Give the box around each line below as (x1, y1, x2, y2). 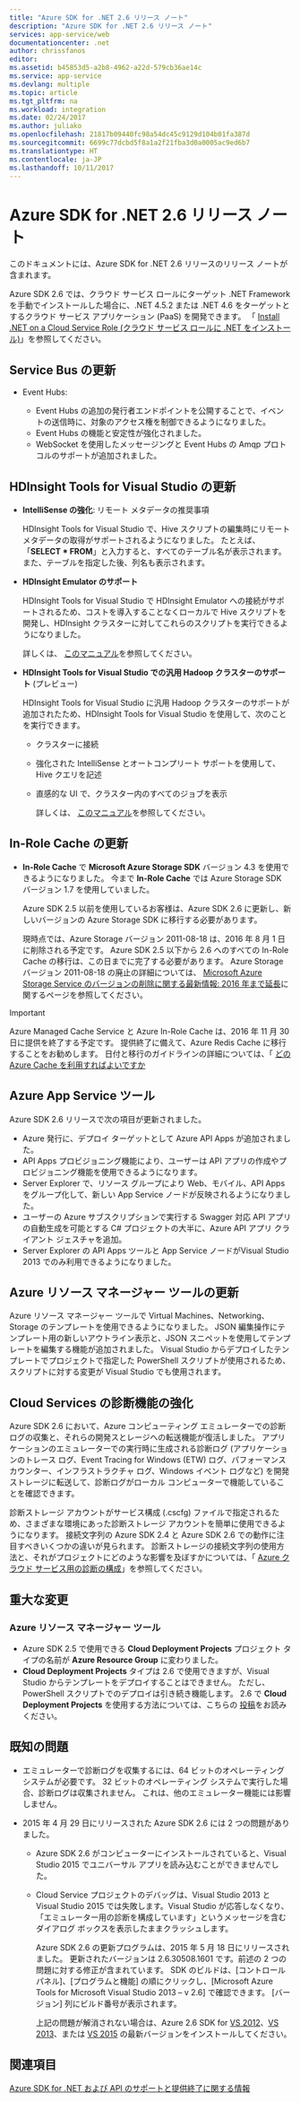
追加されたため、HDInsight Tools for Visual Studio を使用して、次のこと (21, 708, 287, 719)
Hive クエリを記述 (35, 769, 103, 780)
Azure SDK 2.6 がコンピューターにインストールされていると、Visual (35, 1847, 287, 1858)
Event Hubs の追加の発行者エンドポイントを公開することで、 (35, 406, 261, 416)
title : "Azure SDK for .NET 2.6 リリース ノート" (9, 13, 188, 22)
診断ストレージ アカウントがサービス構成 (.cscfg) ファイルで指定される (9, 1507, 272, 1518)
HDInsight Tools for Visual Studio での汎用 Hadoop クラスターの (21, 667, 262, 677)
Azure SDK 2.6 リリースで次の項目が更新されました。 (9, 1113, 207, 1124)
